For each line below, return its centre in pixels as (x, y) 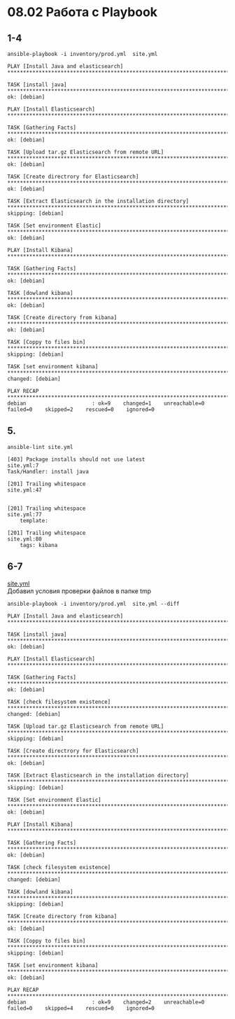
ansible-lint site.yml (40, 447)
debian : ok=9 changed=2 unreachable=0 (106, 1002)
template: (34, 520)
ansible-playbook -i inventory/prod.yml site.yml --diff (93, 604)
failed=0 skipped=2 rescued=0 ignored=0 (81, 410)
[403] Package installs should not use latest (76, 459)
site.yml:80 (24, 539)
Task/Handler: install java (48, 471)
